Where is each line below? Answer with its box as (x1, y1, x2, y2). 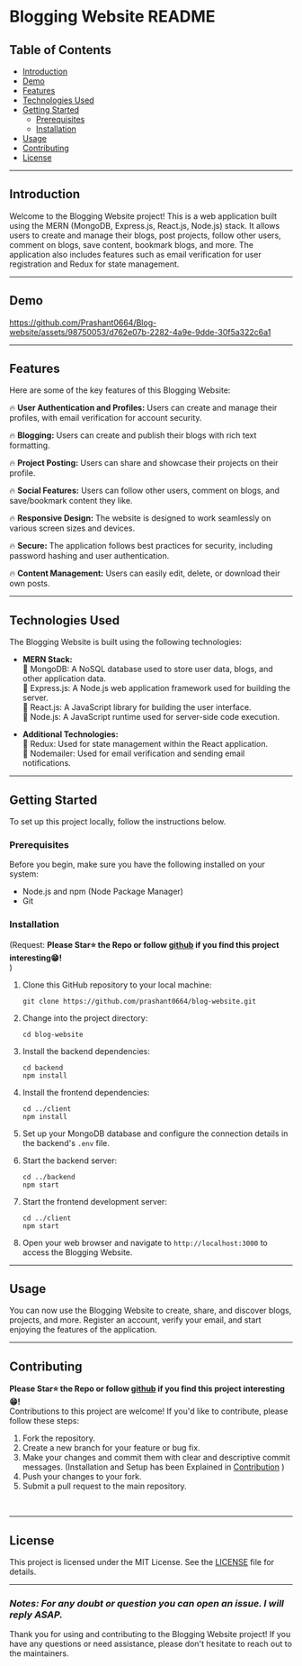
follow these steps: (9, 1416, 79, 1426)
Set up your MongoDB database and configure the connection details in (22, 1128, 289, 1139)
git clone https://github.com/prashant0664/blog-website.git (22, 997, 257, 1006)
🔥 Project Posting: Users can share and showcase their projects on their (9, 458, 279, 469)
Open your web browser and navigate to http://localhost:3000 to (22, 1237, 268, 1248)
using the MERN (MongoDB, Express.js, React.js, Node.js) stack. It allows (9, 220, 280, 231)
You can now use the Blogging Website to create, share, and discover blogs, (9, 1305, 292, 1316)
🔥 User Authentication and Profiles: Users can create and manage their (9, 403, 278, 414)
